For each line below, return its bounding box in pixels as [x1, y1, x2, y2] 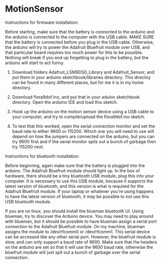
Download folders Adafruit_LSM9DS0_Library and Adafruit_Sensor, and [12, 69, 155, 75]
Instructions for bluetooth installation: [5, 153, 80, 159]
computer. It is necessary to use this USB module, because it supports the [5, 178, 153, 184]
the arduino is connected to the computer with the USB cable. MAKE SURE [5, 34, 154, 40]
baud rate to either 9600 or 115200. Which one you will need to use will [12, 128, 154, 134]
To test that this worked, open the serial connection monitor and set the [12, 123, 155, 129]
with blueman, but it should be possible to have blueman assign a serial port [5, 218, 157, 224]
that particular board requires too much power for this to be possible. [5, 49, 143, 55]
